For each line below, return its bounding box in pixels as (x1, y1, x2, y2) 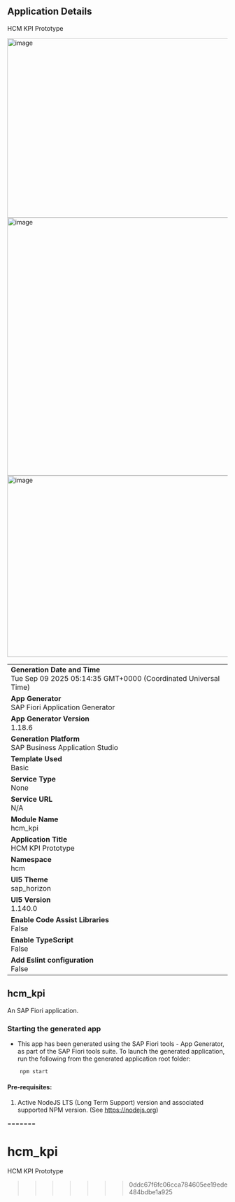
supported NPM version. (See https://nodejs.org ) (17, 1105, 159, 1115)
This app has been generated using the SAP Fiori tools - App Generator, (17, 1039, 225, 1048)
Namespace (10, 854, 52, 864)
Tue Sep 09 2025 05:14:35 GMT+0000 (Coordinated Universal (10, 673, 220, 683)
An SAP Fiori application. (7, 1006, 79, 1014)
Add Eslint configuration (10, 955, 94, 965)
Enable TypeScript (10, 935, 73, 945)
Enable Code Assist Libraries (10, 914, 110, 924)
